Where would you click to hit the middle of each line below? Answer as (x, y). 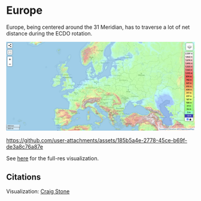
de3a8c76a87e (25, 146)
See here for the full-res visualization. (53, 158)
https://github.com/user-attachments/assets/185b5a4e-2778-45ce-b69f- (97, 140)
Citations (24, 177)
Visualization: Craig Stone (38, 191)
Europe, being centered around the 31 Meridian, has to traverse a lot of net (98, 27)
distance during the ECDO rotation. (49, 33)
